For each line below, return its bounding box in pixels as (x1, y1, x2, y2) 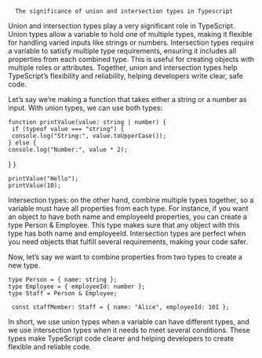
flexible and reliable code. (8, 342, 92, 351)
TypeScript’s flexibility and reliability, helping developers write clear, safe (8, 71, 243, 80)
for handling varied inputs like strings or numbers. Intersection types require (8, 38, 254, 47)
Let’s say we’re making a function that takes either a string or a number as (8, 95, 247, 104)
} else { (8, 139, 37, 147)
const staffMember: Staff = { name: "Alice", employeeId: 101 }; (11, 303, 230, 311)
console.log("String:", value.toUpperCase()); (11, 132, 167, 140)
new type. (8, 261, 41, 270)
